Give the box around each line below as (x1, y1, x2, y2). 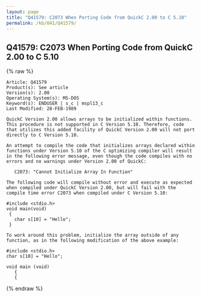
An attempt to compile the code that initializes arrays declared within (6, 143, 196, 149)
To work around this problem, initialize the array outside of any (6, 233, 179, 239)
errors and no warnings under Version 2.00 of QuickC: (6, 158, 147, 164)
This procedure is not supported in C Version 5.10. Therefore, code (6, 122, 185, 128)
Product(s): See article (6, 85, 69, 91)
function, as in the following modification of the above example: (6, 237, 179, 244)
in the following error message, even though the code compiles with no (6, 153, 193, 160)
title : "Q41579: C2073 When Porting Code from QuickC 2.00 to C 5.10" (6, 14, 187, 20)
